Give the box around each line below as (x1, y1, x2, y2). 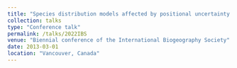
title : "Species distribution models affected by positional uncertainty (7, 10, 231, 18)
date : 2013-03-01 (7, 43, 59, 50)
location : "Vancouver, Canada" (7, 50, 100, 57)
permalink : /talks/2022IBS (7, 30, 87, 38)
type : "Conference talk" (7, 23, 81, 30)
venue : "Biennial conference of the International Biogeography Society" (7, 37, 231, 44)
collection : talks (7, 17, 62, 24)
